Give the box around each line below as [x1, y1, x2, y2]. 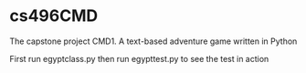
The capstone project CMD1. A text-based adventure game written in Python [9, 36, 298, 47]
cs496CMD [9, 5, 99, 26]
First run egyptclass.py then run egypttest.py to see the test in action [9, 53, 269, 64]
